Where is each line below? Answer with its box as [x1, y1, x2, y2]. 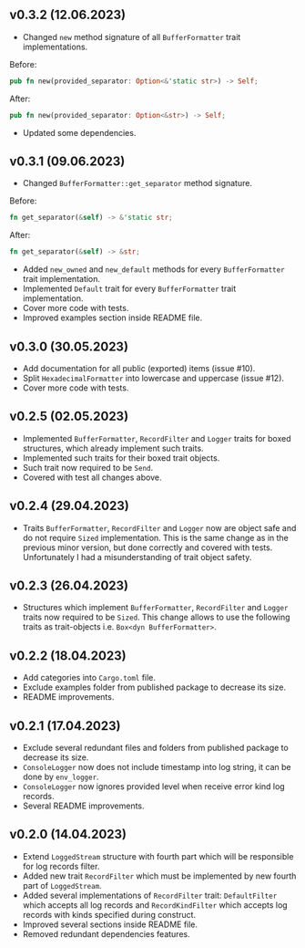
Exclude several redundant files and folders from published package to [22, 743, 289, 753]
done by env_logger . [22, 771, 99, 782]
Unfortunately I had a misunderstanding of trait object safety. [22, 551, 252, 562]
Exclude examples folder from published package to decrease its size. [22, 682, 287, 693]
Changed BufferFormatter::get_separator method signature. [22, 178, 253, 189]
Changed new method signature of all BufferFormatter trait [22, 31, 241, 42]
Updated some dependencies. [22, 127, 137, 138]
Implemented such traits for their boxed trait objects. [22, 452, 220, 464]
